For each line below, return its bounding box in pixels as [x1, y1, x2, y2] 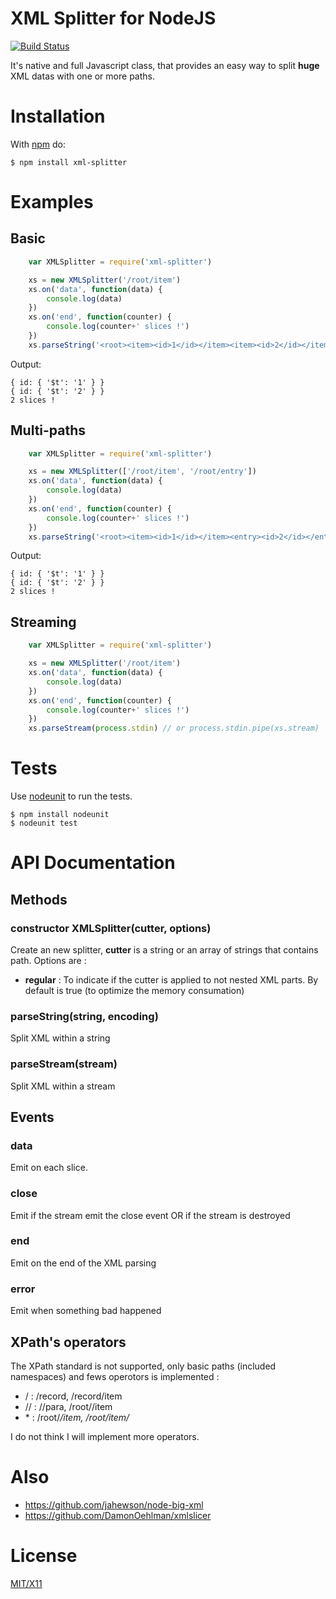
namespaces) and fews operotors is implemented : [10, 1370, 220, 1382]
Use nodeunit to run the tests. [10, 790, 133, 802]
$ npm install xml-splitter [10, 157, 128, 167]
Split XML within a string [10, 1032, 111, 1044]
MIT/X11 [10, 1577, 43, 1589]
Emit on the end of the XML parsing [10, 1257, 157, 1269]
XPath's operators [10, 1333, 127, 1351]
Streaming [10, 613, 77, 631]
